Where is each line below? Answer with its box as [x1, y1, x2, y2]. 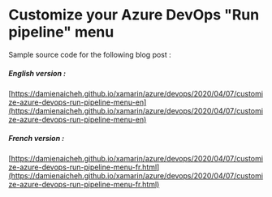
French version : [8, 133, 65, 143]
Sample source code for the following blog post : [8, 49, 172, 59]
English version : [8, 68, 67, 78]
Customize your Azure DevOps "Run [8, 6, 260, 24]
